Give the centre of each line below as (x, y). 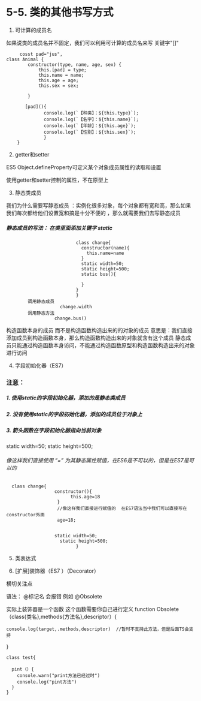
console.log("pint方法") (47, 682)
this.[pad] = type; (62, 70)
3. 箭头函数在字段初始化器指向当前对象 (54, 431)
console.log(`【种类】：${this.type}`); (92, 113)
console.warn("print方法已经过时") (59, 675)
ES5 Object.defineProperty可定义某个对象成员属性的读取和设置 (84, 167)
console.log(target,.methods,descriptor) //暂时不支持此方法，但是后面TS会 (98, 629)
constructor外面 (25, 515)
